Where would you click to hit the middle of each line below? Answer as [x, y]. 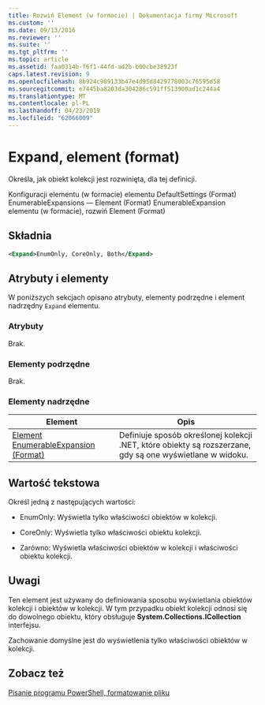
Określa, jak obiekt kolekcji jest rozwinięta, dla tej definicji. [103, 179]
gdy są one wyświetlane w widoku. [184, 455]
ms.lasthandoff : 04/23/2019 [54, 111]
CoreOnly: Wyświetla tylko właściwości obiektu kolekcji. [110, 532]
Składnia [30, 236]
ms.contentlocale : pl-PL [49, 103]
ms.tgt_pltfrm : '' [38, 52]
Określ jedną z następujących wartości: [72, 502]
